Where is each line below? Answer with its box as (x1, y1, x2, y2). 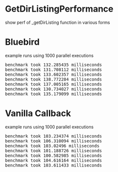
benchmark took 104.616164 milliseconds (5, 157, 103, 163)
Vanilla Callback (5, 108, 71, 119)
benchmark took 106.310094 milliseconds (5, 138, 103, 144)
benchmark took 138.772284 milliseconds (5, 76, 103, 82)
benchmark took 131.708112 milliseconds (5, 67, 103, 72)
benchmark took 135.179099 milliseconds (5, 91, 103, 97)
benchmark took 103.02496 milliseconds (5, 143, 100, 149)
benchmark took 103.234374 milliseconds (5, 133, 103, 139)
